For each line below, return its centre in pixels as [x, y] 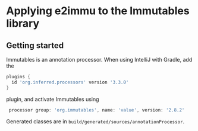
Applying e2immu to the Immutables [98, 11]
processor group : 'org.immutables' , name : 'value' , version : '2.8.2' [97, 110]
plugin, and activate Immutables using [53, 99]
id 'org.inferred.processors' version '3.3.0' [70, 82]
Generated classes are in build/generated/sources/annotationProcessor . [95, 121]
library [23, 23]
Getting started [35, 45]
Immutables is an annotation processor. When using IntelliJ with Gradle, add [99, 60]
